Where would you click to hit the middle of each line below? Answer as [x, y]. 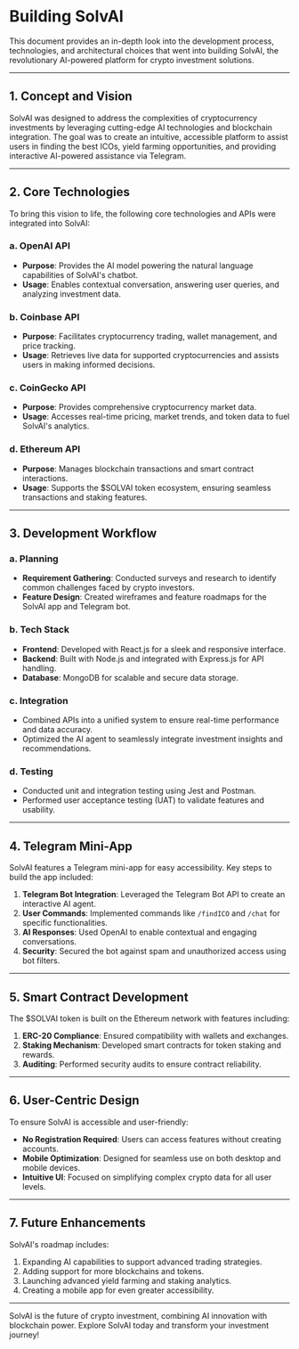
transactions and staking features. [85, 497]
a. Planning [34, 559]
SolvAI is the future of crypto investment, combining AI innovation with [138, 1315]
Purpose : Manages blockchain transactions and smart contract [138, 469]
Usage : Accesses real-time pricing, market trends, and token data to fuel [156, 417]
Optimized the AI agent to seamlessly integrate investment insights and [152, 739]
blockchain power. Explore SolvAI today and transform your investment [139, 1325]
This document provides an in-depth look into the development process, [141, 41]
